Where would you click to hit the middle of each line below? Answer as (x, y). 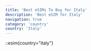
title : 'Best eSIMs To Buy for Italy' (46, 10)
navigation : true (24, 19)
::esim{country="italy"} (29, 43)
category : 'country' (27, 24)
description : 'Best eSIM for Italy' (44, 15)
